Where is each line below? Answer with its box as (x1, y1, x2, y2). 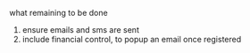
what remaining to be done (9, 8, 109, 18)
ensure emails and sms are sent (21, 25, 140, 34)
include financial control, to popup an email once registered (21, 34, 242, 44)
